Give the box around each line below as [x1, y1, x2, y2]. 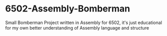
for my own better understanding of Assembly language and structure [5, 24, 149, 30]
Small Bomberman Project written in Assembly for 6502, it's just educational [5, 19, 162, 25]
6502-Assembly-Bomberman [5, 3, 130, 14]
